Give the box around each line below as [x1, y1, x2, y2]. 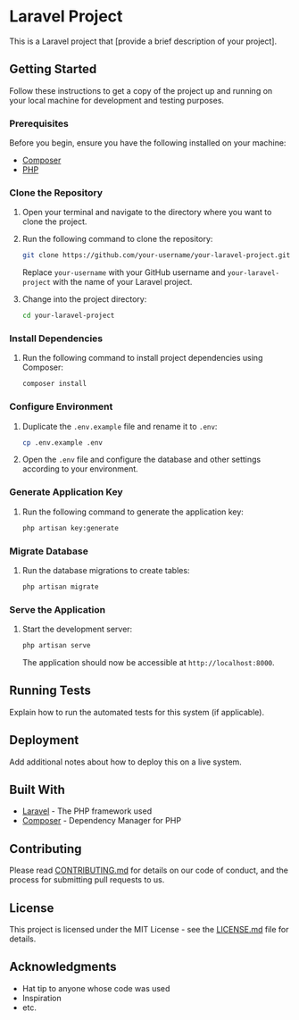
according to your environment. [21, 464, 138, 474]
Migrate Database [9, 545, 89, 557]
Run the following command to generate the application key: [21, 506, 244, 517]
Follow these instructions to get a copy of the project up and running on [9, 85, 273, 96]
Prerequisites [9, 117, 69, 130]
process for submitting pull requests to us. [9, 874, 165, 885]
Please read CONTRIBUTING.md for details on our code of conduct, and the [9, 865, 288, 876]
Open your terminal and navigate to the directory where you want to [21, 207, 272, 218]
